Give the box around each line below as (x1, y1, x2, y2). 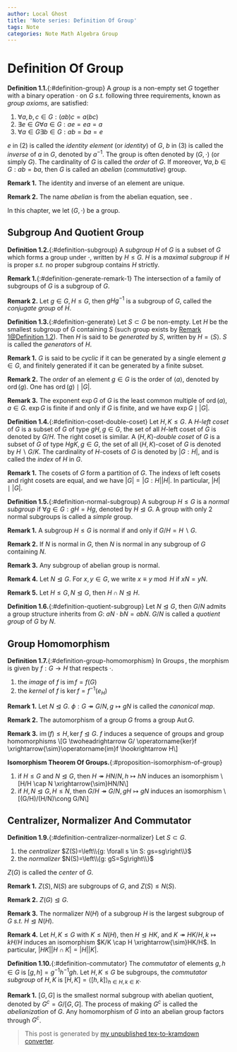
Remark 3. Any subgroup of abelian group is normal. (7, 561, 160, 570)
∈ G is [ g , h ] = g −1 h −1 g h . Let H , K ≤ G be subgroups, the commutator (7, 966, 207, 976)
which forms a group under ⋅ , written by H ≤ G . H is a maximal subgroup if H (7, 252, 230, 262)
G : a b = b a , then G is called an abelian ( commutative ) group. (7, 165, 187, 173)
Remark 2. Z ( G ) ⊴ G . (7, 896, 69, 904)
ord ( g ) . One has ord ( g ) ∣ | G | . (7, 382, 92, 391)
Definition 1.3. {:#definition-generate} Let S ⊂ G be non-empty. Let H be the (7, 317, 229, 326)
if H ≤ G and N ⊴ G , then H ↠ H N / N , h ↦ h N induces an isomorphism (17, 771, 219, 780)
